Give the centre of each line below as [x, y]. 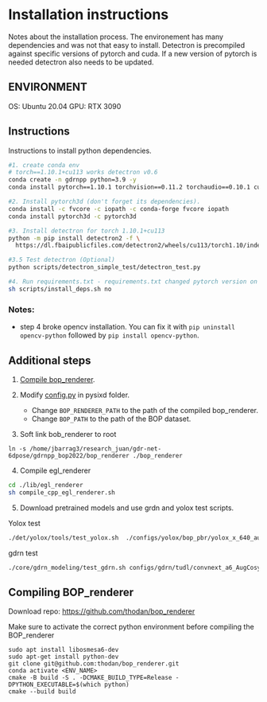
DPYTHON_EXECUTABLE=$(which [55, 685]
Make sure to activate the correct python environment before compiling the [131, 627]
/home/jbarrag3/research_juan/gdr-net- [95, 448]
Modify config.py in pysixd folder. [74, 395]
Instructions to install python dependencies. [80, 150]
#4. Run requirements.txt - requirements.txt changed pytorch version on [133, 282]
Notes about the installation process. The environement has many [116, 37]
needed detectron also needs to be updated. [81, 62]
